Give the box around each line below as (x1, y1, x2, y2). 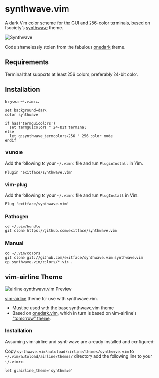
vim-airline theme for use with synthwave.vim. (5, 295, 98, 301)
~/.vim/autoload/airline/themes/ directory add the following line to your (5, 353, 153, 359)
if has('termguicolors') (5, 121, 56, 126)
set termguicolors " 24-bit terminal (9, 125, 87, 130)
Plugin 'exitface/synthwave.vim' (5, 170, 73, 175)
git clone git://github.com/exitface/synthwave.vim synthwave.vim (5, 255, 143, 260)
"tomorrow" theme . (12, 315, 51, 321)
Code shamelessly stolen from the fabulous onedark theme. (5, 44, 126, 50)
